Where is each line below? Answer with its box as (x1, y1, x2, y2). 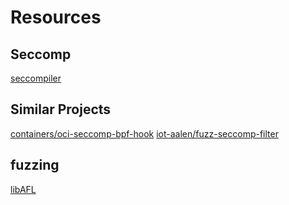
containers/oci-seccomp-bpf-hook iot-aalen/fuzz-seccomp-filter (10, 127, 279, 140)
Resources (10, 6, 102, 29)
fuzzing (10, 157, 60, 174)
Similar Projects (10, 101, 112, 118)
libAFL (10, 183, 37, 195)
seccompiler (10, 72, 62, 84)
